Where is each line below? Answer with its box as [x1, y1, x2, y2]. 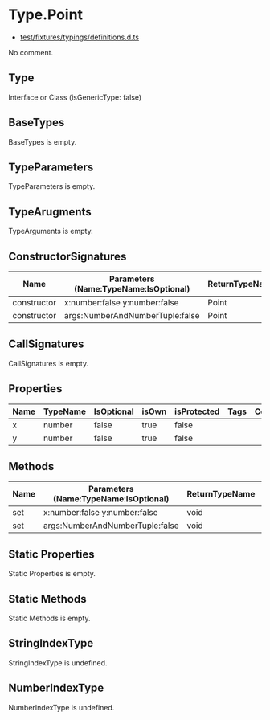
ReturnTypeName [186, 489, 256, 500]
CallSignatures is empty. [8, 358, 89, 368]
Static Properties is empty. [8, 569, 96, 579]
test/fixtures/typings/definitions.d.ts [19, 32, 139, 42]
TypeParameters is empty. [8, 182, 96, 191]
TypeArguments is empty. [8, 227, 94, 236]
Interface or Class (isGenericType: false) [8, 92, 142, 102]
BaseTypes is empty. [8, 137, 77, 146]
